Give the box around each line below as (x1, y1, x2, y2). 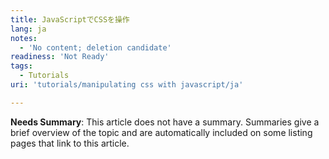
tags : (10, 61, 33, 71)
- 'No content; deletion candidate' (19, 42, 172, 53)
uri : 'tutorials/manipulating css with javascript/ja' (10, 80, 244, 90)
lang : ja (10, 24, 47, 34)
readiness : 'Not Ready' (10, 52, 110, 62)
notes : (10, 33, 38, 43)
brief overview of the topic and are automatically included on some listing (10, 126, 313, 138)
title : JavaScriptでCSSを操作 (10, 14, 130, 25)
